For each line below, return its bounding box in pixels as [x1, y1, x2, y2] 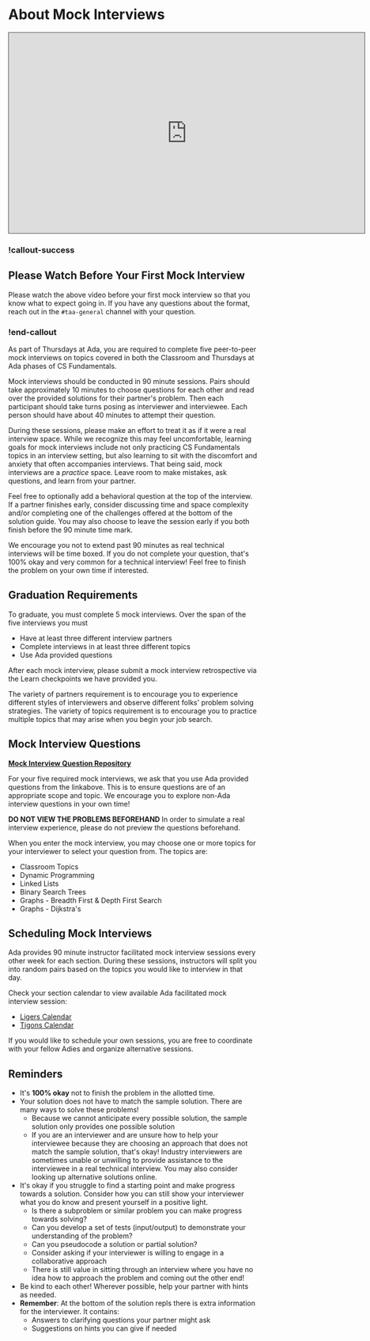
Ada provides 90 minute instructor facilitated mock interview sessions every [8, 948, 256, 957]
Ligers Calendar [19, 1012, 73, 1022]
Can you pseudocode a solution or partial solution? [31, 1240, 198, 1249]
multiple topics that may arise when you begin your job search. [8, 714, 213, 724]
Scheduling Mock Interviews [8, 926, 153, 940]
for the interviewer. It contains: [19, 1307, 120, 1316]
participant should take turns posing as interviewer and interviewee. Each [8, 401, 247, 411]
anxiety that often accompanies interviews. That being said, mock [8, 459, 223, 469]
